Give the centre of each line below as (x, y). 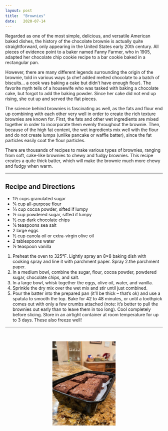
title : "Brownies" (25, 16)
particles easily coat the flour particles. (45, 141)
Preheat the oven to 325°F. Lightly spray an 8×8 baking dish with (79, 256)
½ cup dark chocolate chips (41, 220)
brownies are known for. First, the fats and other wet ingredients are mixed (82, 119)
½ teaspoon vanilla (32, 247)
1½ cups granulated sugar (39, 199)
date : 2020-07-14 (25, 21)
